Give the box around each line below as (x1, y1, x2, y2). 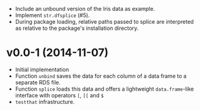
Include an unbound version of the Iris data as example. (15, 5, 155, 12)
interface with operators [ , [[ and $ (15, 91, 104, 99)
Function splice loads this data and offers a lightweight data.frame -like (15, 85, 194, 92)
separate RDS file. (15, 78, 61, 86)
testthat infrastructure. (15, 98, 75, 105)
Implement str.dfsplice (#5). (15, 12, 90, 19)
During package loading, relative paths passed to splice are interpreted (15, 18, 194, 25)
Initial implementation (15, 66, 70, 73)
